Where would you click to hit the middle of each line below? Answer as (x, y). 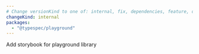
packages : (18, 22)
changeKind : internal (33, 17)
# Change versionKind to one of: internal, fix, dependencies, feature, (98, 11)
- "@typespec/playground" (44, 28)
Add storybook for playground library (51, 45)
